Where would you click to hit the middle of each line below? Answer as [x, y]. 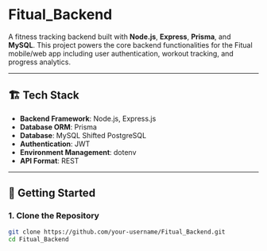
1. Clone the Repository [54, 216]
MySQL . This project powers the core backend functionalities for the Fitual [130, 44]
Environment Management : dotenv [78, 152]
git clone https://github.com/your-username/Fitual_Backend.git [117, 232]
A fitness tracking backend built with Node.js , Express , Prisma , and [120, 37]
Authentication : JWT [55, 144]
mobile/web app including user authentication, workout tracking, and [121, 53]
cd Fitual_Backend [39, 240]
